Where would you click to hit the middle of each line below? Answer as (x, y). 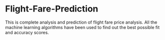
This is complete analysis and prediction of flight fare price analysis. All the (81, 22)
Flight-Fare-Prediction (52, 9)
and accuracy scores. (27, 32)
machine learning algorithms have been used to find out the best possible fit (82, 27)
